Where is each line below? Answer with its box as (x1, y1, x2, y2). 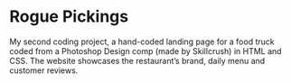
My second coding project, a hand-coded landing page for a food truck (9, 36, 275, 47)
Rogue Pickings (9, 6, 129, 27)
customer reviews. (9, 65, 79, 76)
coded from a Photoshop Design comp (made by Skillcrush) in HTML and (9, 45, 282, 56)
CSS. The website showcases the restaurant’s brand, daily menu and (9, 55, 266, 66)
